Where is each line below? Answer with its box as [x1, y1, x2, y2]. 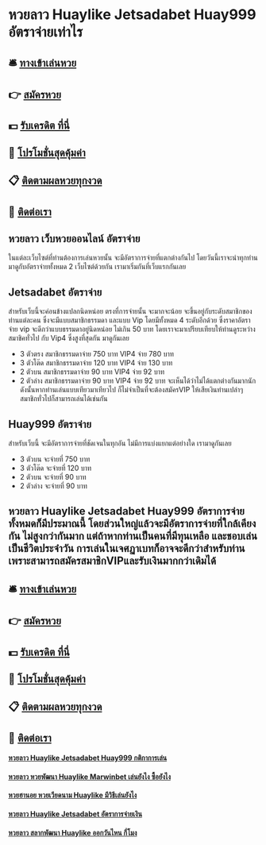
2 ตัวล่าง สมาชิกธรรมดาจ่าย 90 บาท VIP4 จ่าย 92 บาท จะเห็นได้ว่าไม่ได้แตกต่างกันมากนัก [19, 376, 256, 386]
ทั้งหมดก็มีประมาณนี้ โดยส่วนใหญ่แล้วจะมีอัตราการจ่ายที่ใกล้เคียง [8, 517, 256, 531]
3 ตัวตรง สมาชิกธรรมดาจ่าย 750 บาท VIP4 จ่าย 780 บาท [19, 349, 175, 359]
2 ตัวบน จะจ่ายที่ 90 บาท [19, 472, 87, 481]
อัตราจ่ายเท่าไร [8, 23, 83, 41]
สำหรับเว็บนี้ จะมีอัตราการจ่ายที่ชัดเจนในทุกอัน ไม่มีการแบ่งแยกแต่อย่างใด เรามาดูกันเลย [8, 438, 232, 448]
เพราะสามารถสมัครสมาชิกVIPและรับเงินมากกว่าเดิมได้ [8, 554, 217, 568]
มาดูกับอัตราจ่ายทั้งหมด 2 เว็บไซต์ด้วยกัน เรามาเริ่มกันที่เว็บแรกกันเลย [8, 262, 187, 272]
